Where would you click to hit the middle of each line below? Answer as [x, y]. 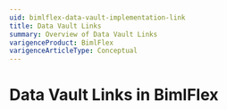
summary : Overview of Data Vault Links [84, 34]
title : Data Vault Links [55, 26]
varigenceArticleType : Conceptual [74, 51]
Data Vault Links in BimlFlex [114, 95]
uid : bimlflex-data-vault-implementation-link [97, 17]
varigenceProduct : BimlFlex [62, 42]
